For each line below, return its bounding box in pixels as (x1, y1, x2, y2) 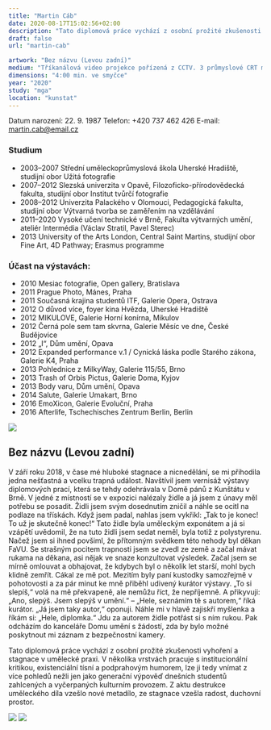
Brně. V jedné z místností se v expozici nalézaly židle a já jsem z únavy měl (8, 493, 258, 503)
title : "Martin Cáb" (8, 11, 78, 20)
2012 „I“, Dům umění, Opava (19, 338, 114, 348)
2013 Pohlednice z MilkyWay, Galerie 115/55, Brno (19, 364, 186, 373)
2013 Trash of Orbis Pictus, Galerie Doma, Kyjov (19, 373, 180, 382)
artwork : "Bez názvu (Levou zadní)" (8, 56, 131, 65)
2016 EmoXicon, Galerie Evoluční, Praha (19, 398, 153, 408)
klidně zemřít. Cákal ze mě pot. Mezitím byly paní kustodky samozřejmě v (8, 569, 252, 579)
